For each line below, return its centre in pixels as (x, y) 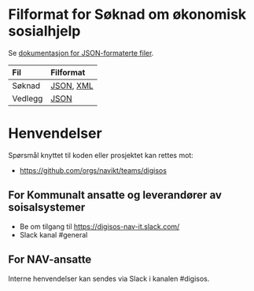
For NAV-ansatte (50, 260)
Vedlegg (28, 98)
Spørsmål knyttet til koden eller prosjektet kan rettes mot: (101, 155)
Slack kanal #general (53, 234)
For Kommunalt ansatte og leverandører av (115, 195)
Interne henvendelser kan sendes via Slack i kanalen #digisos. (109, 278)
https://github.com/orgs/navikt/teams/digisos (93, 170)
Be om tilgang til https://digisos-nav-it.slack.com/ (99, 227)
